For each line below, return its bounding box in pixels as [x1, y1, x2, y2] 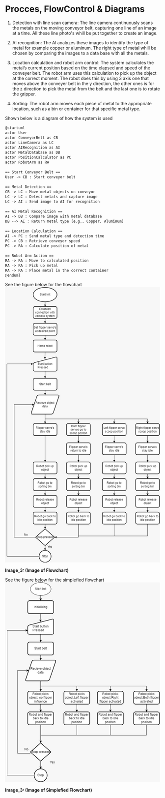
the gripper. [12, 91, 36, 97]
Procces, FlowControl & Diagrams [5, 3, 145, 15]
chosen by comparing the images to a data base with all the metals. [12, 50, 149, 56]
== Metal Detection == [5, 184, 52, 189]
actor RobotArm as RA [5, 160, 50, 165]
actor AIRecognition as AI [5, 145, 60, 150]
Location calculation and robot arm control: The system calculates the [12, 59, 154, 65]
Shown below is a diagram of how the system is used [5, 115, 113, 121]
